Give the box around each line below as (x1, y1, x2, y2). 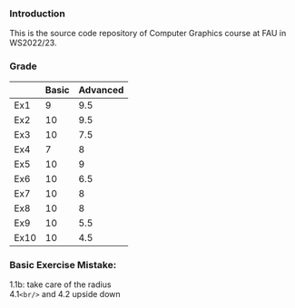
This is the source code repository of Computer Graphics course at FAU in (9, 28, 287, 39)
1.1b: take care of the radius (9, 279, 112, 290)
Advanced (78, 83, 124, 96)
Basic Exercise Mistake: (9, 258, 117, 271)
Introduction (9, 7, 65, 20)
